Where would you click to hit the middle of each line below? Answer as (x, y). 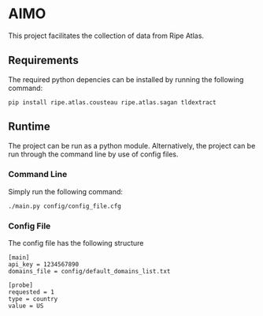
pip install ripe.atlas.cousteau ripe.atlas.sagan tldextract (112, 102)
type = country (33, 299)
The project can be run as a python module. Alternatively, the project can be (132, 145)
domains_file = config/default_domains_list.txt (89, 272)
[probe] (21, 285)
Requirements (43, 60)
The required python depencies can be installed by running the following (126, 79)
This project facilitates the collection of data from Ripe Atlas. (106, 36)
